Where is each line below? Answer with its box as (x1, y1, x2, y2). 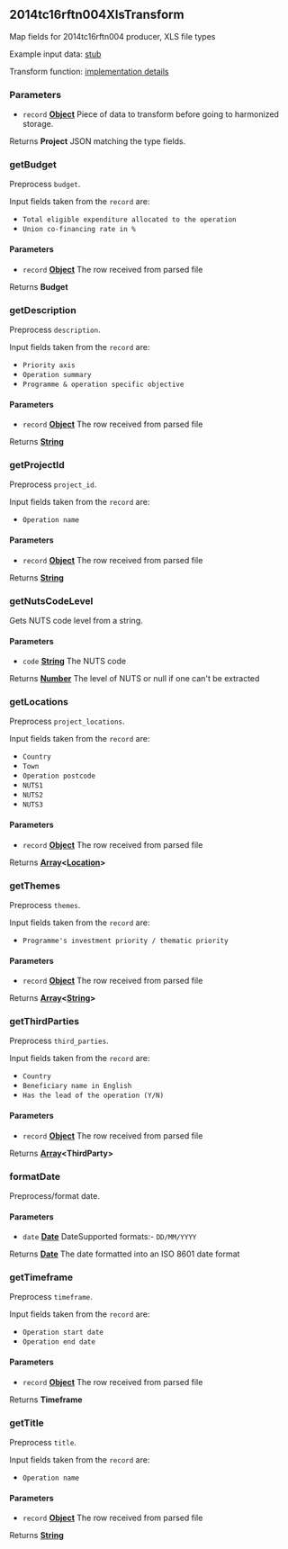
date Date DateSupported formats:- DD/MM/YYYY (22, 1231, 197, 1242)
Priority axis (22, 360, 76, 370)
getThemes (9, 879, 61, 892)
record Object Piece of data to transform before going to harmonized (22, 109, 279, 120)
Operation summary (22, 370, 92, 379)
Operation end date (22, 1337, 96, 1346)
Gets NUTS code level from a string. (9, 615, 144, 626)
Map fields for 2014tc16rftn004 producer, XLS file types (9, 31, 216, 41)
